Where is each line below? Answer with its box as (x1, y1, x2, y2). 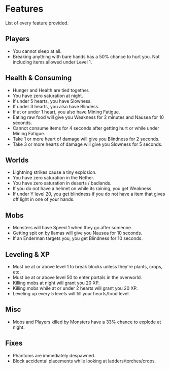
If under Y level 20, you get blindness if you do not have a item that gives (12, 191, 165, 197)
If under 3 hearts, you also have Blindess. (12, 103, 100, 109)
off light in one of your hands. (12, 196, 75, 202)
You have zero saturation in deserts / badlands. (12, 180, 112, 186)
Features (5, 3, 44, 15)
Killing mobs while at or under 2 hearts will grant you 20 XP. (12, 285, 138, 291)
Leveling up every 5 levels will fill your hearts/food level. (12, 291, 130, 296)
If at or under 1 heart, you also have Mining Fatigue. (12, 109, 120, 115)
